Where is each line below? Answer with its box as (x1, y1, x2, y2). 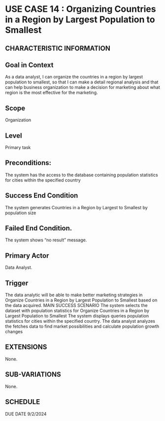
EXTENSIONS (5, 343, 47, 351)
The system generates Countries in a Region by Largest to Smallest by (5, 204, 148, 210)
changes (5, 329, 23, 335)
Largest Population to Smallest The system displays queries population (5, 313, 149, 319)
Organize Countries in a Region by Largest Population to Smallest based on (5, 297, 158, 303)
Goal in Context (5, 61, 54, 69)
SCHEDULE (5, 398, 40, 406)
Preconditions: (5, 159, 52, 167)
